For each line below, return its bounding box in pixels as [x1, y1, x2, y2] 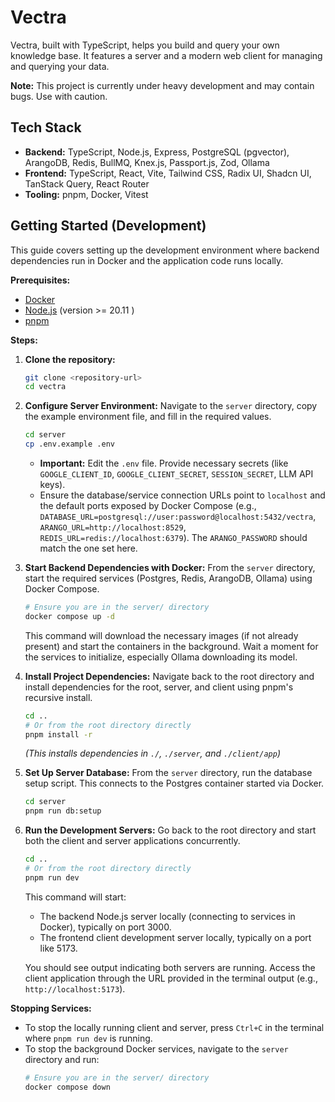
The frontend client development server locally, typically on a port [39, 931, 312, 943]
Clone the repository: [24, 353, 116, 365]
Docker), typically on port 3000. [39, 921, 172, 933]
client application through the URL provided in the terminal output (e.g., [24, 972, 318, 984]
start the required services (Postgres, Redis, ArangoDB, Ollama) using [24, 572, 313, 585]
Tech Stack [10, 119, 82, 136]
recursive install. [24, 691, 93, 703]
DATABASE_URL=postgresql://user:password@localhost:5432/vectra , [39, 511, 317, 523]
